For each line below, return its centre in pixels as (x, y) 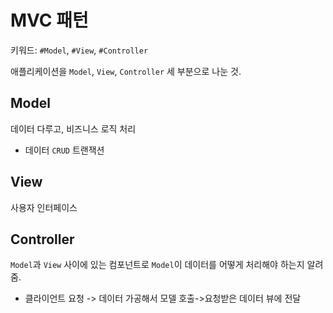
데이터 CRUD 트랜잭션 (64, 150)
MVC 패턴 (49, 20)
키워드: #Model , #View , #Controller (79, 50)
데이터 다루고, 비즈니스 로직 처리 (73, 128)
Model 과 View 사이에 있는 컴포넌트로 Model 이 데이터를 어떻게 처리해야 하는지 (157, 265)
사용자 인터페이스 (44, 207)
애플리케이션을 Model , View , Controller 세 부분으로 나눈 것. (126, 71)
